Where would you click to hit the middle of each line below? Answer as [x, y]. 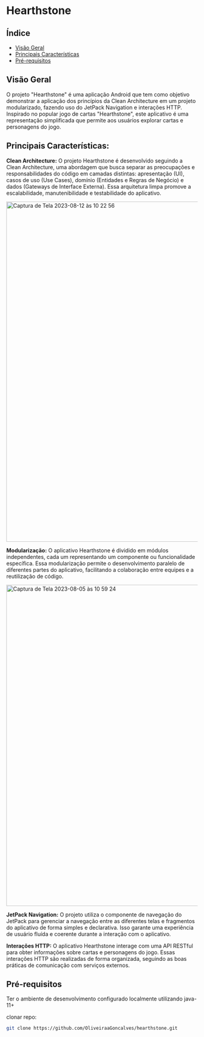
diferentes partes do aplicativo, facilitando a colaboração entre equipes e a [100, 569]
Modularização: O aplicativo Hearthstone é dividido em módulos [87, 550]
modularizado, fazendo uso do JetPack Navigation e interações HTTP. [94, 107]
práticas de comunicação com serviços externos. [68, 965]
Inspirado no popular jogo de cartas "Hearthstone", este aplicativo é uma [97, 114]
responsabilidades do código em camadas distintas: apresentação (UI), [95, 174]
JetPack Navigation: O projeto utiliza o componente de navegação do [94, 915]
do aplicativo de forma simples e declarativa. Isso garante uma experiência [100, 927]
